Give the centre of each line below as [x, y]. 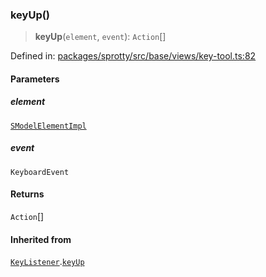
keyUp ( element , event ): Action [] [100, 37]
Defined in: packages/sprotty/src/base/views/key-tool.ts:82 [133, 56]
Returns [27, 194]
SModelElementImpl [48, 126]
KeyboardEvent [40, 172]
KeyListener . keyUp [47, 262]
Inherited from [41, 239]
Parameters [35, 79]
